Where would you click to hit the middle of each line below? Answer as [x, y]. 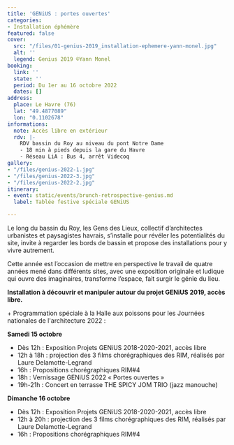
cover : [17, 40]
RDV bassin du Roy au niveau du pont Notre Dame [92, 144]
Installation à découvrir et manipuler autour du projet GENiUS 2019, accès [116, 292]
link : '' [26, 72]
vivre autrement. [31, 250]
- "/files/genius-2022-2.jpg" [51, 182]
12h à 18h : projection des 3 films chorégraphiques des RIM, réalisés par [121, 355]
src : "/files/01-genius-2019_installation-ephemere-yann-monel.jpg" [115, 46]
